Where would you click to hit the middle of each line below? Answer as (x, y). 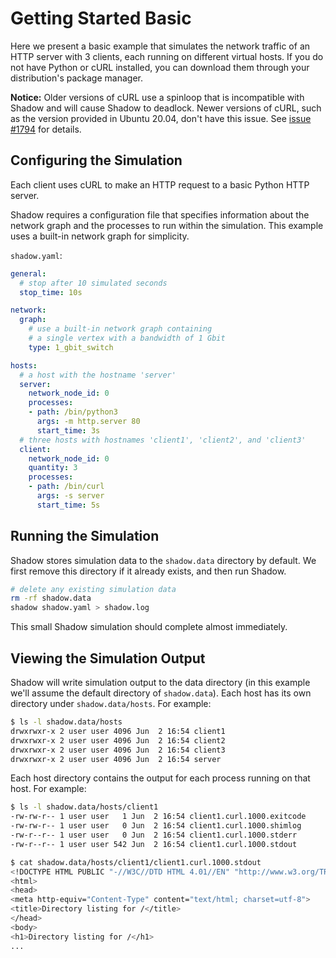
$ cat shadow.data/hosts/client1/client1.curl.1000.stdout (136, 862)
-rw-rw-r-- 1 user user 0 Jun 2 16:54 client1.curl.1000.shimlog (156, 826)
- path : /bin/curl (66, 487)
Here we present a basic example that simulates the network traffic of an (160, 46)
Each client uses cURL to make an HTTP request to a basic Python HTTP (160, 184)
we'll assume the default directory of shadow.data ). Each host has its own (161, 693)
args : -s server (70, 496)
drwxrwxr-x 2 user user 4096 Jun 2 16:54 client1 (118, 731)
